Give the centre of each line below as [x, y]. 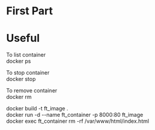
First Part [30, 11]
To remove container [32, 91]
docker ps [19, 61]
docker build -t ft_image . [37, 109]
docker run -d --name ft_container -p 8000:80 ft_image [75, 115]
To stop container [28, 73]
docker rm [19, 97]
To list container [26, 55]
